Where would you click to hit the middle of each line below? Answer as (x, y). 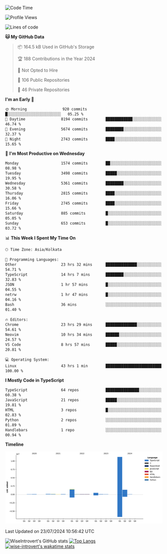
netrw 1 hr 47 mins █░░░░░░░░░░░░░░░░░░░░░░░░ (83, 295)
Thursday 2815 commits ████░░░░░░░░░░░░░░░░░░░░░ (83, 193)
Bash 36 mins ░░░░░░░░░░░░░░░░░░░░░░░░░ (83, 305)
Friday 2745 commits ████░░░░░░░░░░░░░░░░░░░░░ (83, 203)
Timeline (14, 444)
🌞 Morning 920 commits (46, 109)
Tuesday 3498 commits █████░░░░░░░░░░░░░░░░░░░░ (83, 173)
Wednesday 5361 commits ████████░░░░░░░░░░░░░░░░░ (83, 183)
